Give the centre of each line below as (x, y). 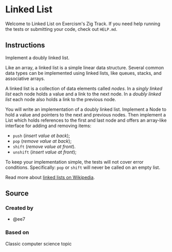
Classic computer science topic (39, 244)
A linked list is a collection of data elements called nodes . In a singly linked (84, 88)
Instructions (25, 45)
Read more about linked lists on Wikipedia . (50, 177)
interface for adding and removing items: (48, 125)
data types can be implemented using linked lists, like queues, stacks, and (83, 73)
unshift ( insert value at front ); (45, 152)
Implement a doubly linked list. (38, 57)
